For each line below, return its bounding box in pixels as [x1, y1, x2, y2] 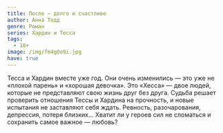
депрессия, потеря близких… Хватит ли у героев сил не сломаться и [7, 110, 212, 119]
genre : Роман [7, 23, 45, 30]
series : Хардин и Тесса [7, 29, 76, 37]
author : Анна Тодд [7, 17, 60, 23]
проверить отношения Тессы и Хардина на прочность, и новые [7, 96, 195, 104]
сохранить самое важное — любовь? [7, 118, 118, 126]
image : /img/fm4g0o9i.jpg [7, 49, 81, 56]
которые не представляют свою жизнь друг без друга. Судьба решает [7, 88, 216, 96]
